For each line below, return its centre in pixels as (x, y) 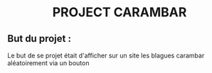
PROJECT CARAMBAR (120, 12)
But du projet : (39, 39)
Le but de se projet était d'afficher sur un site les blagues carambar (106, 55)
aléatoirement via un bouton (48, 63)
